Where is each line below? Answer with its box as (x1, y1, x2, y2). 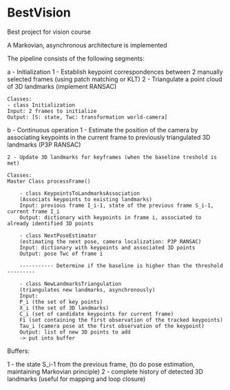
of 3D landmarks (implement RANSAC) (7, 82, 117, 90)
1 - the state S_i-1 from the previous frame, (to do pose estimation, (7, 360, 195, 368)
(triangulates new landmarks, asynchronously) (19, 286, 156, 294)
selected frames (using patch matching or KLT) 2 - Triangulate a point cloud (7, 74, 222, 83)
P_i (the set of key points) (19, 298, 103, 305)
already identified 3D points (7, 220, 94, 227)
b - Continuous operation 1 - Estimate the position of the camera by (7, 125, 198, 134)
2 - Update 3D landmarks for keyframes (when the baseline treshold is (7, 154, 217, 161)
